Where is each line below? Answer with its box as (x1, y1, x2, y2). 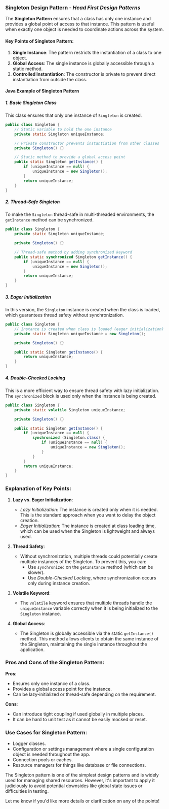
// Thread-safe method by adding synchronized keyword (14, 250, 133, 255)
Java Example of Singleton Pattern (5, 88, 79, 94)
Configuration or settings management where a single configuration (12, 746, 154, 752)
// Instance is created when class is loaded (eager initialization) (14, 327, 164, 332)
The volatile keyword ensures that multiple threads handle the (20, 600, 152, 606)
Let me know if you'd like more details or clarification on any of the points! (5, 798, 160, 804)
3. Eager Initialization (5, 294, 52, 300)
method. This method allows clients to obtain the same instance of (20, 635, 159, 641)
